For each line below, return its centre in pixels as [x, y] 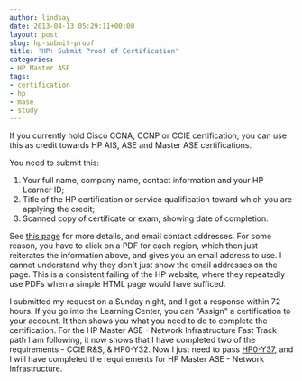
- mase [22, 102]
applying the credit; [59, 209]
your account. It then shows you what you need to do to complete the [138, 321]
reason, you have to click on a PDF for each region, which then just [134, 246]
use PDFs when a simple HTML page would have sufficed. [118, 284]
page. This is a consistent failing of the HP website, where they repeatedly [147, 274]
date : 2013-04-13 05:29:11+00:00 [72, 26]
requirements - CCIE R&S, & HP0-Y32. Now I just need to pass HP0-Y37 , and [151, 349]
